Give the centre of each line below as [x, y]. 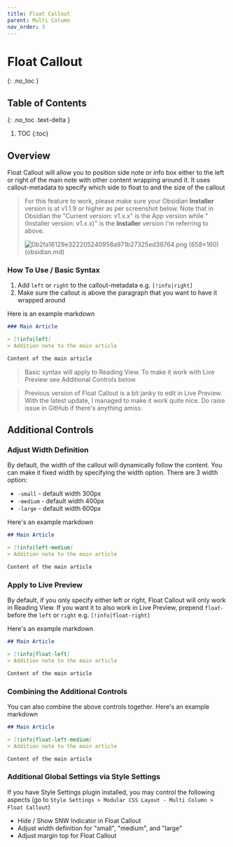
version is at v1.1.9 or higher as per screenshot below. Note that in [119, 208]
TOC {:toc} [33, 133]
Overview [29, 155]
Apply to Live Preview [45, 585]
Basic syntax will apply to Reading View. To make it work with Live [120, 372]
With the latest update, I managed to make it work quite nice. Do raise [125, 400]
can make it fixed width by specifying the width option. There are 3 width [113, 473]
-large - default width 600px [59, 509]
